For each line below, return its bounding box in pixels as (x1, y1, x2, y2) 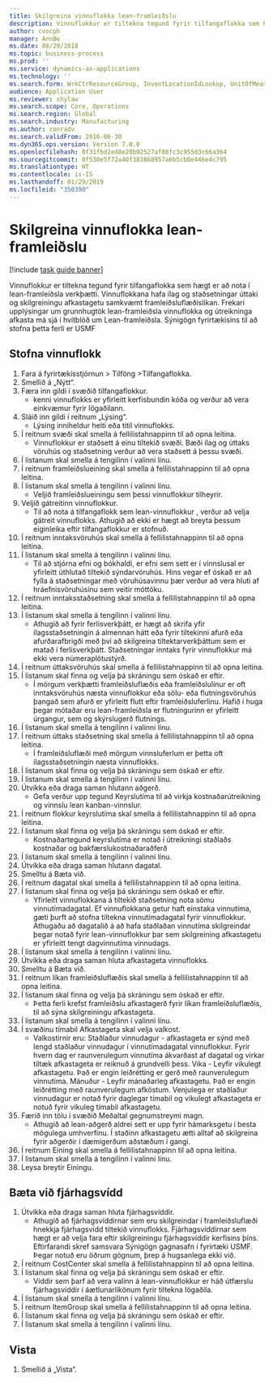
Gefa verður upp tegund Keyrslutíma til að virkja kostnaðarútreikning (32, 791, 261, 801)
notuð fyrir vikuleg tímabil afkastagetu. (32, 1102, 163, 1112)
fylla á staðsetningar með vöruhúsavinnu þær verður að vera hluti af (32, 576, 260, 585)
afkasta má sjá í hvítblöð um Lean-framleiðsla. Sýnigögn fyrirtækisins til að (9, 314, 258, 325)
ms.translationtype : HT (9, 163, 90, 171)
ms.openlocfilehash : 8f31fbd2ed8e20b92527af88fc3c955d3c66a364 (9, 148, 228, 156)
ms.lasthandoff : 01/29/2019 (9, 178, 105, 187)
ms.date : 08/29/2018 (9, 42, 79, 50)
